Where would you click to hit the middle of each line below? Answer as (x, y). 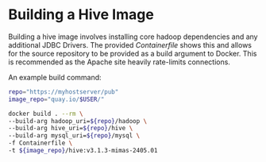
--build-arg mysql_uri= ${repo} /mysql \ (74, 136)
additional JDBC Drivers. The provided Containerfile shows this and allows (130, 44)
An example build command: (55, 77)
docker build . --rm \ (46, 114)
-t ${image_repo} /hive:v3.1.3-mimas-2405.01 (83, 151)
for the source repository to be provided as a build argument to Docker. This (133, 53)
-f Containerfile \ (40, 143)
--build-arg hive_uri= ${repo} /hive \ (71, 129)
